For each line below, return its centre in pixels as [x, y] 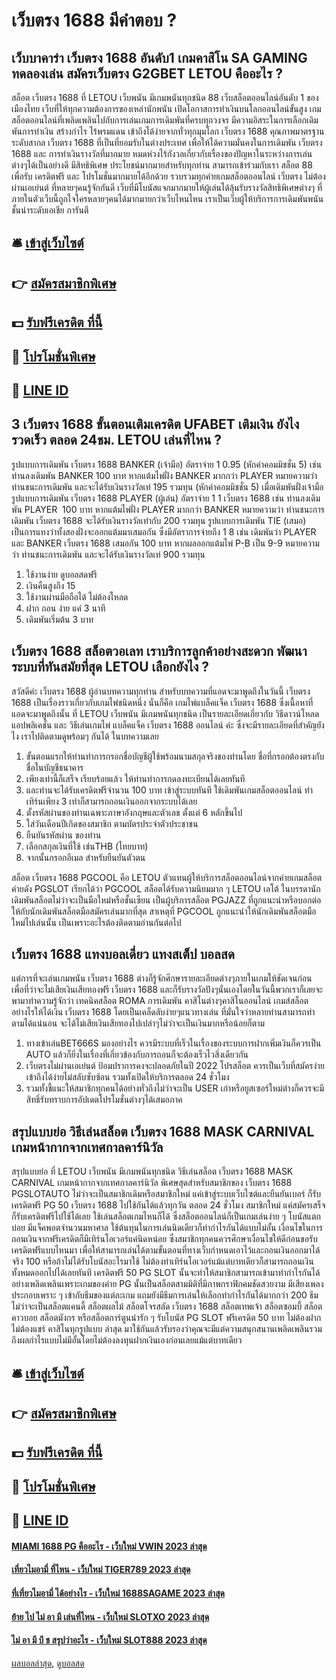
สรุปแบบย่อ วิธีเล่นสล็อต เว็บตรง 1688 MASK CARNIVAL [163, 1131]
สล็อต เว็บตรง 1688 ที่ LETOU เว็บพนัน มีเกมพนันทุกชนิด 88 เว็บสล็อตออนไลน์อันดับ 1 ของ [165, 97]
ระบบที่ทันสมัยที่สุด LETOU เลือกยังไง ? [110, 667]
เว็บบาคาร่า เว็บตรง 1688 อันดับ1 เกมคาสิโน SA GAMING [159, 57]
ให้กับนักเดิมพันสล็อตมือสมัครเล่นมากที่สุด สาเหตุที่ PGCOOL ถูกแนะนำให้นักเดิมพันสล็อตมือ [164, 911]
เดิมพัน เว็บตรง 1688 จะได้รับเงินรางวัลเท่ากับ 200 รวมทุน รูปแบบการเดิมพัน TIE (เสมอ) [159, 520]
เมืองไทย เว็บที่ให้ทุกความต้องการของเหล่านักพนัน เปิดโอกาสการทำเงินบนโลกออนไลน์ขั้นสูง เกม [166, 108]
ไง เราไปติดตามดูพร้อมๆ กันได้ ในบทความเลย [85, 736]
